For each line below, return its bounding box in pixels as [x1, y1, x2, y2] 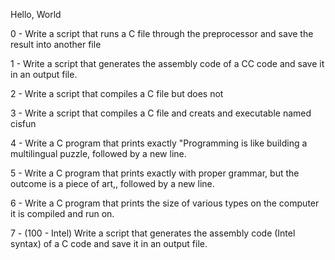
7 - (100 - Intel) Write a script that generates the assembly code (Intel [10, 227, 296, 239]
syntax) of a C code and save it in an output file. [10, 238, 208, 249]
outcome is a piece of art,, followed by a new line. [10, 178, 215, 189]
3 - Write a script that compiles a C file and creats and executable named [10, 107, 312, 119]
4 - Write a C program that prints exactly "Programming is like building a [10, 137, 308, 149]
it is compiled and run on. [10, 208, 115, 219]
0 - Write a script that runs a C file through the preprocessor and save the [10, 28, 314, 39]
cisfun [10, 118, 37, 129]
